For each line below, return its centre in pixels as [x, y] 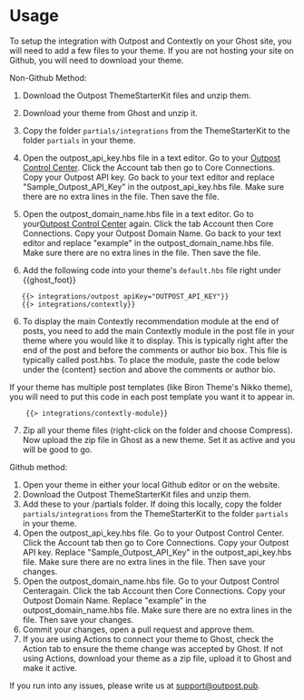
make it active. [49, 667]
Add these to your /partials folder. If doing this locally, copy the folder [152, 504]
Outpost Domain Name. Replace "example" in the [114, 600]
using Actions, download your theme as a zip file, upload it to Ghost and [157, 658]
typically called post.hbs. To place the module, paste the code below [151, 360]
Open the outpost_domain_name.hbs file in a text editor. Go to [138, 213]
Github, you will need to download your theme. [97, 60]
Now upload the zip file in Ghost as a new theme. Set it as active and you [159, 439]
